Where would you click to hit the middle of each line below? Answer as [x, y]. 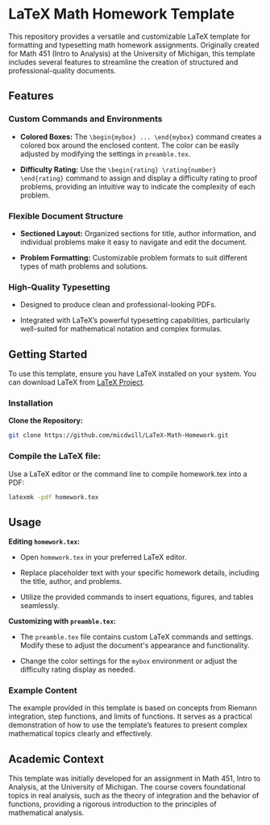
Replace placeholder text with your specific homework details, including [139, 573]
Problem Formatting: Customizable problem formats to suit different [133, 257]
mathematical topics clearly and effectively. [81, 734]
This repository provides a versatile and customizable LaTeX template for [129, 36]
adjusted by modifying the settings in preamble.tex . [105, 153]
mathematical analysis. [46, 813]
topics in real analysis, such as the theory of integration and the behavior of [134, 796]
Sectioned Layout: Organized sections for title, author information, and [138, 233]
